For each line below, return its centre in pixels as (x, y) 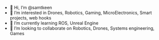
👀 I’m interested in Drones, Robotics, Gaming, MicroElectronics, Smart (81, 13)
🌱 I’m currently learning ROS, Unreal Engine (54, 23)
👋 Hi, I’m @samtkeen (31, 8)
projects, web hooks (31, 18)
